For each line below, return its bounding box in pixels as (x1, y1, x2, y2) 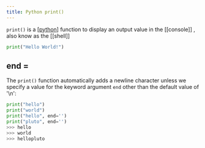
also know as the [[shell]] (6, 32, 70, 40)
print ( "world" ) (6, 107, 45, 113)
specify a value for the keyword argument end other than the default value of (6, 83, 199, 91)
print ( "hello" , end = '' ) (6, 113, 67, 119)
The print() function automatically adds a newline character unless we (6, 77, 187, 84)
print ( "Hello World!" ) (6, 44, 64, 50)
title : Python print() (6, 9, 64, 15)
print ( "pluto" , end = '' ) (6, 118, 67, 125)
